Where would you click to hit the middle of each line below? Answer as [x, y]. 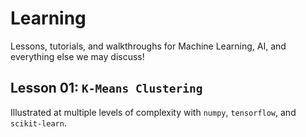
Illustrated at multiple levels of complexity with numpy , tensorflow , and [153, 112]
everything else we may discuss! [77, 56]
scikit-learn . [38, 123]
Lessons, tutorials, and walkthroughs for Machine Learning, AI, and [148, 46]
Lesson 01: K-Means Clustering [106, 88]
